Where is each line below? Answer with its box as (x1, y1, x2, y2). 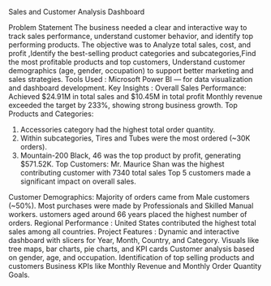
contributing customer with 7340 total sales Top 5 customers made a (19, 168, 252, 177)
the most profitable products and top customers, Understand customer (8, 57, 246, 67)
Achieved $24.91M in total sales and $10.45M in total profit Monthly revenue (8, 92, 263, 101)
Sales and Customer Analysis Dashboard (8, 7, 145, 16)
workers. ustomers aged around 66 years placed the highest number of (8, 210, 247, 219)
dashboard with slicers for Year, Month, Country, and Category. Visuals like (8, 236, 260, 245)
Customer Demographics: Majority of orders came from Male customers (8, 193, 250, 201)
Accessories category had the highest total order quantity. (19, 125, 216, 134)
